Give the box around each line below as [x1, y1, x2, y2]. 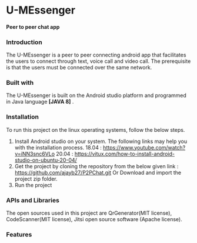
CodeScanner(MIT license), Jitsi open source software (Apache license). [6, 215, 182, 222]
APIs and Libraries [6, 196, 60, 204]
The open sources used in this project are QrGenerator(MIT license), [6, 209, 172, 217]
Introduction [6, 38, 42, 46]
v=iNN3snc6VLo [14, 150, 55, 157]
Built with [6, 79, 34, 86]
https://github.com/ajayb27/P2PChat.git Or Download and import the [14, 169, 182, 176]
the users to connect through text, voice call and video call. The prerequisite [6, 58, 191, 65]
